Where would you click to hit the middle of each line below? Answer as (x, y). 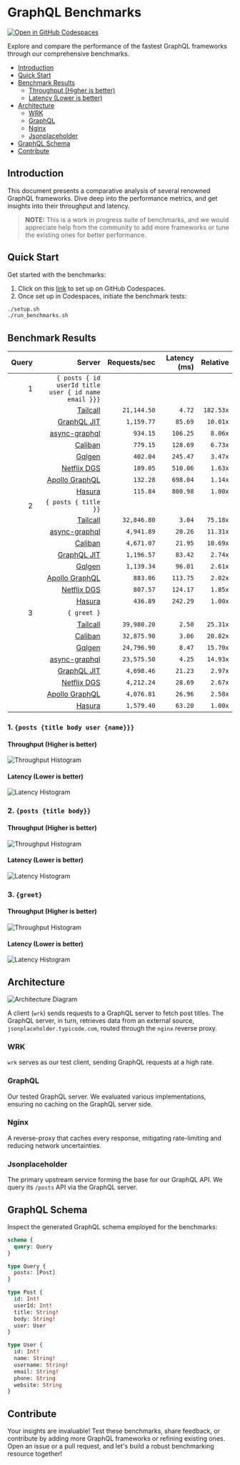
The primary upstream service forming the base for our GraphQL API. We (115, 1180)
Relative (215, 363)
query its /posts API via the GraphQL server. (72, 1187)
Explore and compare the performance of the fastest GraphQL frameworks (117, 46)
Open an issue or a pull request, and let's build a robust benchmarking (111, 1446)
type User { (25, 1345)
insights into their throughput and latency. (69, 206)
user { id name (75, 392)
